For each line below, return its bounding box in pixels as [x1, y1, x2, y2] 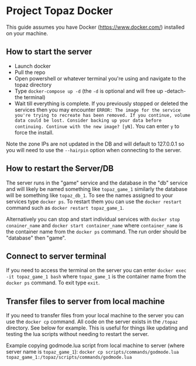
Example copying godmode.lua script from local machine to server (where [6, 342, 185, 349]
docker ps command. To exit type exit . [6, 279, 100, 286]
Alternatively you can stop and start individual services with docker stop [6, 216, 180, 223]
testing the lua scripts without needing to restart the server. [6, 331, 149, 338]
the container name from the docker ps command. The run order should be [6, 228, 187, 235]
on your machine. [6, 29, 49, 36]
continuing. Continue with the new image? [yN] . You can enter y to [14, 122, 180, 130]
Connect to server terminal [6, 251, 106, 261]
